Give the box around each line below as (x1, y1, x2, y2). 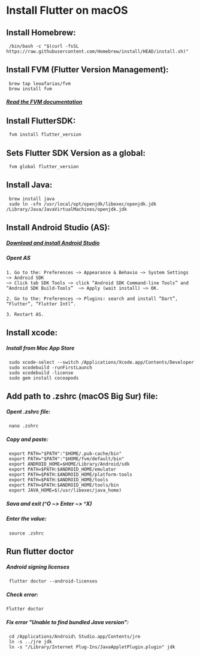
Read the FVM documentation (6, 98, 83, 105)
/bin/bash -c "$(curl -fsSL (8, 43, 79, 49)
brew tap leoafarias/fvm (8, 80, 71, 87)
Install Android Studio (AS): (6, 223, 111, 233)
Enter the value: (6, 515, 47, 523)
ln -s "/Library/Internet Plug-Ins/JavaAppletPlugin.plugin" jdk (8, 644, 175, 650)
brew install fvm (8, 86, 52, 92)
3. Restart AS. (6, 311, 44, 317)
